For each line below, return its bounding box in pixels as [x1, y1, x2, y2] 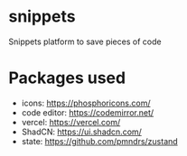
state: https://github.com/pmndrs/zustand [21, 135, 178, 146]
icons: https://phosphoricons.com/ [21, 97, 151, 108]
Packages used [8, 68, 126, 88]
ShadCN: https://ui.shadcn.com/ [21, 126, 142, 137]
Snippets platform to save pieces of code [8, 36, 162, 47]
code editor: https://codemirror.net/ [21, 106, 154, 118]
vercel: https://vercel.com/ [21, 116, 121, 127]
